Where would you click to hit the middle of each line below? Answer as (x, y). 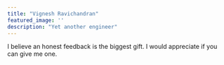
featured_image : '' (36, 20)
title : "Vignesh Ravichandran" (53, 14)
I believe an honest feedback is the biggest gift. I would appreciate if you (112, 47)
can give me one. (32, 54)
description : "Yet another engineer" (62, 27)
